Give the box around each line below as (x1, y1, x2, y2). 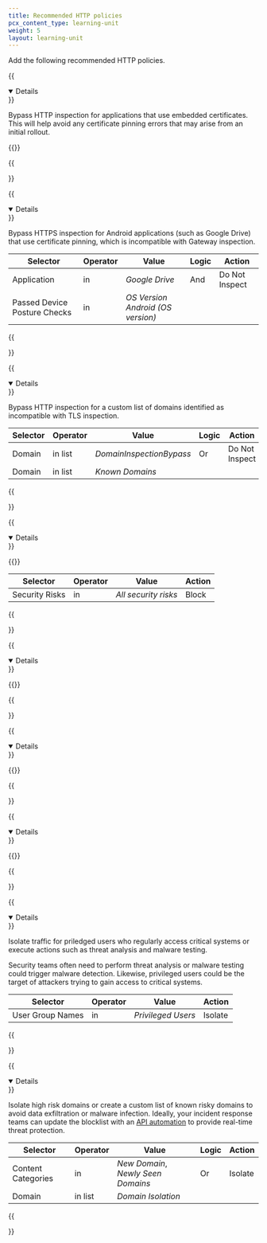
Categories (12, 1173, 54, 1184)
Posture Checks (12, 307, 72, 319)
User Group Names (12, 1010, 84, 1021)
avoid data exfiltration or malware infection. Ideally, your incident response (8, 1108, 253, 1119)
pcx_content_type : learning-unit (8, 19, 119, 27)
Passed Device (12, 297, 68, 308)
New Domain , (117, 1158, 168, 1169)
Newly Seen (117, 1168, 162, 1179)
